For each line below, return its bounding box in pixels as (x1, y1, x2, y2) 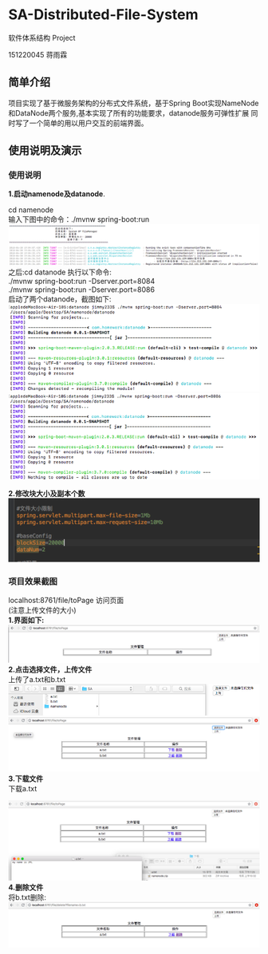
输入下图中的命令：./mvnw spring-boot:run (8, 215, 150, 224)
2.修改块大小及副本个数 (8, 489, 85, 499)
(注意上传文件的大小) (8, 605, 77, 615)
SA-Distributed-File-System (8, 6, 199, 24)
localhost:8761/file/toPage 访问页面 (8, 596, 124, 605)
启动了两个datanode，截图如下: (8, 294, 112, 304)
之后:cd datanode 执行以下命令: (8, 267, 112, 277)
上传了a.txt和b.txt (8, 675, 66, 684)
